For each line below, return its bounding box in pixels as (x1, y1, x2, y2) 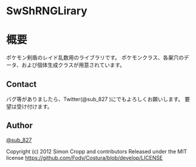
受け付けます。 (16, 103, 53, 110)
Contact (6, 79, 37, 89)
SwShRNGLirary (6, 4, 88, 18)
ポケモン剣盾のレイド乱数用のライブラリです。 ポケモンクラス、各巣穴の (6, 54, 184, 61)
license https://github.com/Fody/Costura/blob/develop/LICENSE (6, 154, 163, 161)
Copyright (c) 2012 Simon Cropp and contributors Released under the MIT (6, 147, 187, 155)
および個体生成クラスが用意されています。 (21, 61, 125, 69)
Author (6, 121, 33, 131)
